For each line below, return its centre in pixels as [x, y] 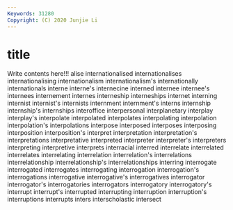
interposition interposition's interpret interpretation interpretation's [102, 133]
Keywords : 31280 [31, 14]
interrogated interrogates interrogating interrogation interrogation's [103, 170]
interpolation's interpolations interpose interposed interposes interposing [112, 125]
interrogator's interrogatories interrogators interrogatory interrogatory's [110, 184]
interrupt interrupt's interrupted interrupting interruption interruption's [107, 192]
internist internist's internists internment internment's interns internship [109, 103]
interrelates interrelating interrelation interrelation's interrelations [100, 155]
